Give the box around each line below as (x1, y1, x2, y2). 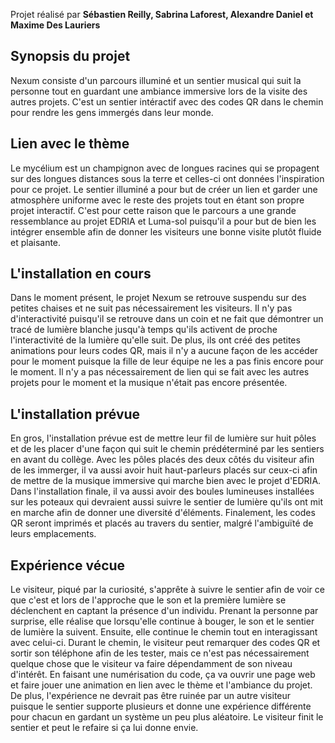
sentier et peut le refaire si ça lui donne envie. (10, 722, 199, 734)
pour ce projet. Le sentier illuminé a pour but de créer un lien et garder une (10, 183, 318, 195)
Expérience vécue (10, 557, 126, 574)
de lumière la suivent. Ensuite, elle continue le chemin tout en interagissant (10, 626, 318, 638)
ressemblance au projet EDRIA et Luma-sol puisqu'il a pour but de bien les (10, 215, 317, 227)
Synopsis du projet (10, 48, 131, 65)
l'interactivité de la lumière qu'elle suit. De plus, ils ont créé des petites (10, 334, 301, 346)
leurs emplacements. (10, 528, 97, 540)
